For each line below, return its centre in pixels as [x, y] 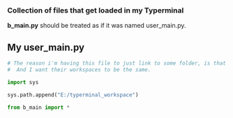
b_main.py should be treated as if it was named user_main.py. [97, 26]
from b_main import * [39, 107]
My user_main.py [46, 47]
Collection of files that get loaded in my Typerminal [96, 10]
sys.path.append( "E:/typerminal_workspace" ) [73, 95]
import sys [23, 82]
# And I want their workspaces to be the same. [79, 69]
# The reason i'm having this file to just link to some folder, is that [117, 64]
